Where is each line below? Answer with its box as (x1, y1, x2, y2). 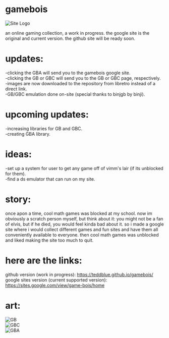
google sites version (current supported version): (5, 276, 107, 283)
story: (5, 193, 31, 205)
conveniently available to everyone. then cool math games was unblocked (5, 232, 159, 238)
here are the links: (5, 255, 82, 266)
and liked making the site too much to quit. (5, 237, 94, 243)
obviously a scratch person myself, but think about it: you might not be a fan (5, 215, 163, 221)
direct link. (5, 86, 27, 92)
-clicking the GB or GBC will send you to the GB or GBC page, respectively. (5, 75, 161, 81)
